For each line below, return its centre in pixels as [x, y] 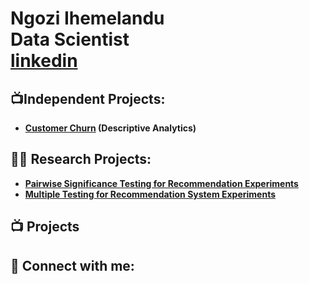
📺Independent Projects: [88, 98]
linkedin [44, 61]
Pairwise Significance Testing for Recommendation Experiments [161, 183]
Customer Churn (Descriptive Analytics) [110, 128]
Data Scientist [70, 39]
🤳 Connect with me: [72, 265]
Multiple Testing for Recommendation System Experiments [150, 194]
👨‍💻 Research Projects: [81, 159]
